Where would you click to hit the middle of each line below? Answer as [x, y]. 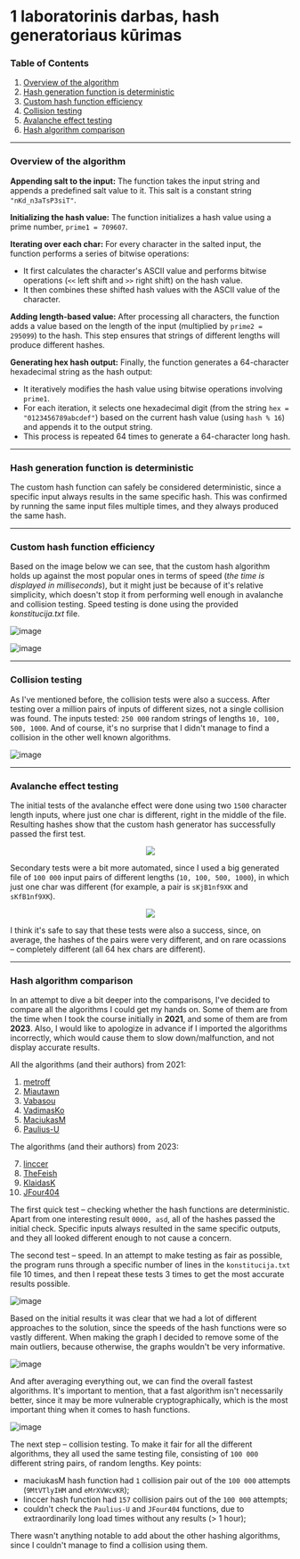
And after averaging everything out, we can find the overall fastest [131, 1382]
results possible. [40, 1284]
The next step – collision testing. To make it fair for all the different [131, 1444]
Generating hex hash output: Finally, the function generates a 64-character [150, 362]
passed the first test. [48, 833]
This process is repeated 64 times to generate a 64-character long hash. [156, 436]
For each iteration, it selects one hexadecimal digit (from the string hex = [156, 408]
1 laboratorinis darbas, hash [115, 16]
